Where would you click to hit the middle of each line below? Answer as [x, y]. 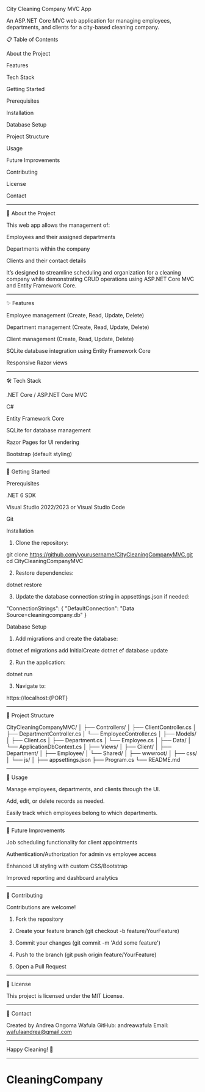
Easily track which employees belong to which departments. [82, 813]
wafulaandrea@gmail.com [39, 1032]
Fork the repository [39, 919]
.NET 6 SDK [21, 495]
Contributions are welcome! [41, 907]
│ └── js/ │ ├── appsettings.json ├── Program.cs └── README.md [93, 760]
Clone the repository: [42, 543]
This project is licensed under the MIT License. [65, 996]
